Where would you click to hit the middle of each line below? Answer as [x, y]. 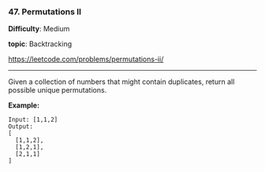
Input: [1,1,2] [33, 120]
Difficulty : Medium [39, 29]
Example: [24, 105]
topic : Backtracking [40, 44]
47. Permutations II [45, 12]
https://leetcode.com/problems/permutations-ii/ [86, 59]
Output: [21, 127]
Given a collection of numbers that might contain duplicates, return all [121, 82]
